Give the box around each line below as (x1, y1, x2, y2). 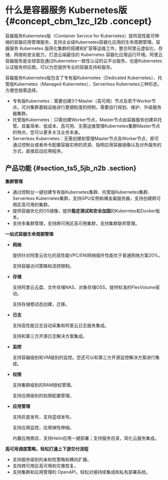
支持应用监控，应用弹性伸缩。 (12, 424, 74, 430)
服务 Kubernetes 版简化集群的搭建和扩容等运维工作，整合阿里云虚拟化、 (9, 45, 158, 51)
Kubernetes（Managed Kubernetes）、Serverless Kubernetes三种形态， (13, 81, 162, 87)
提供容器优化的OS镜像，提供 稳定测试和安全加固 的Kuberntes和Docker (12, 207, 156, 213)
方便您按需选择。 (5, 87, 40, 93)
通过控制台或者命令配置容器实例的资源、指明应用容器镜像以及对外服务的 (12, 141, 161, 148)
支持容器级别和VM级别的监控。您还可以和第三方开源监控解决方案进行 (12, 354, 156, 360)
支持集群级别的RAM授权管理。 (12, 382, 75, 388)
